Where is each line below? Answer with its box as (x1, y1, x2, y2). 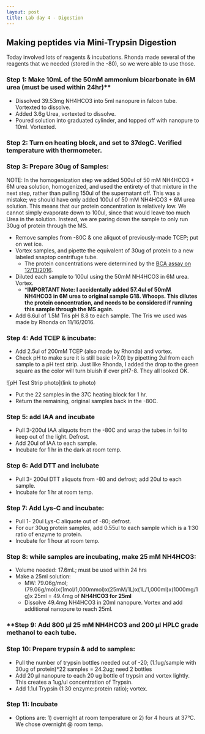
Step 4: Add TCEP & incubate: (6, 333, 97, 342)
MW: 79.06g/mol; (24, 580, 69, 587)
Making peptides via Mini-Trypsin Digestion (6, 37, 177, 48)
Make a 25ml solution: (15, 573, 72, 580)
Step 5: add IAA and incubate (6, 413, 95, 422)
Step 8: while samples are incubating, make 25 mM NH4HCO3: (6, 552, 196, 561)
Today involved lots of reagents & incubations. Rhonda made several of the (6, 53, 196, 61)
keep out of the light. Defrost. (15, 433, 90, 441)
